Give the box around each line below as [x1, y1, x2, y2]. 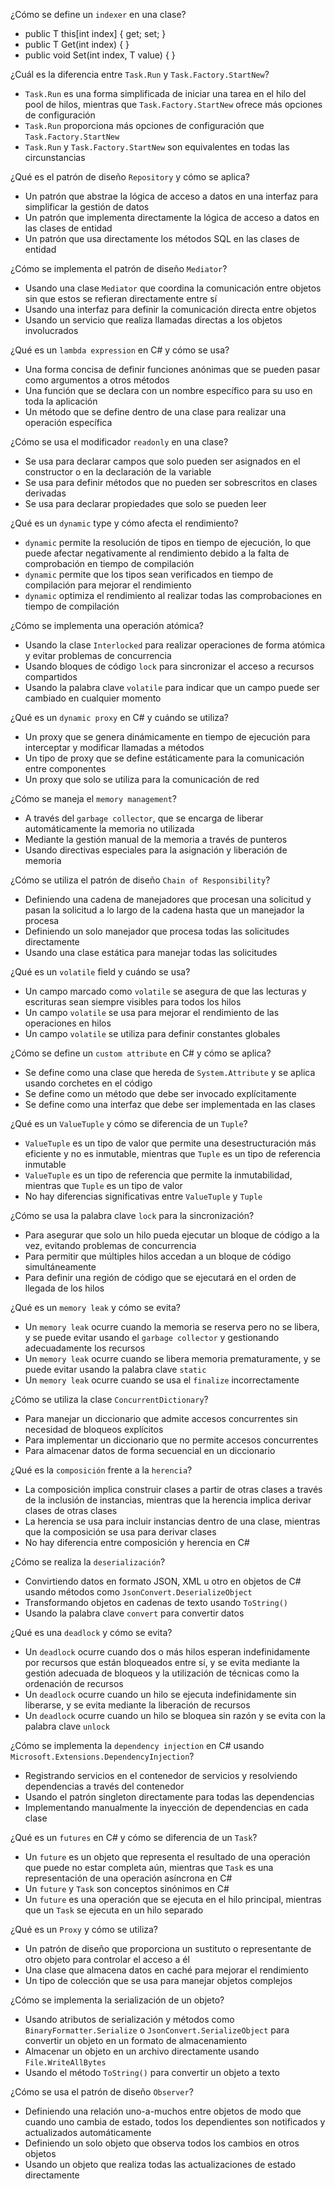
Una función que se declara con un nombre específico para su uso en [24, 385, 313, 396]
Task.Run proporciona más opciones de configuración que [24, 120, 265, 131]
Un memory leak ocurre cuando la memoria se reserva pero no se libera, [24, 1321, 320, 1333]
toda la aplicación [24, 395, 98, 407]
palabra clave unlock [24, 1720, 110, 1732]
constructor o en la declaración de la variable [24, 466, 212, 478]
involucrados [24, 325, 79, 336]
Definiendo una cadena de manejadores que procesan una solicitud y [24, 894, 312, 905]
